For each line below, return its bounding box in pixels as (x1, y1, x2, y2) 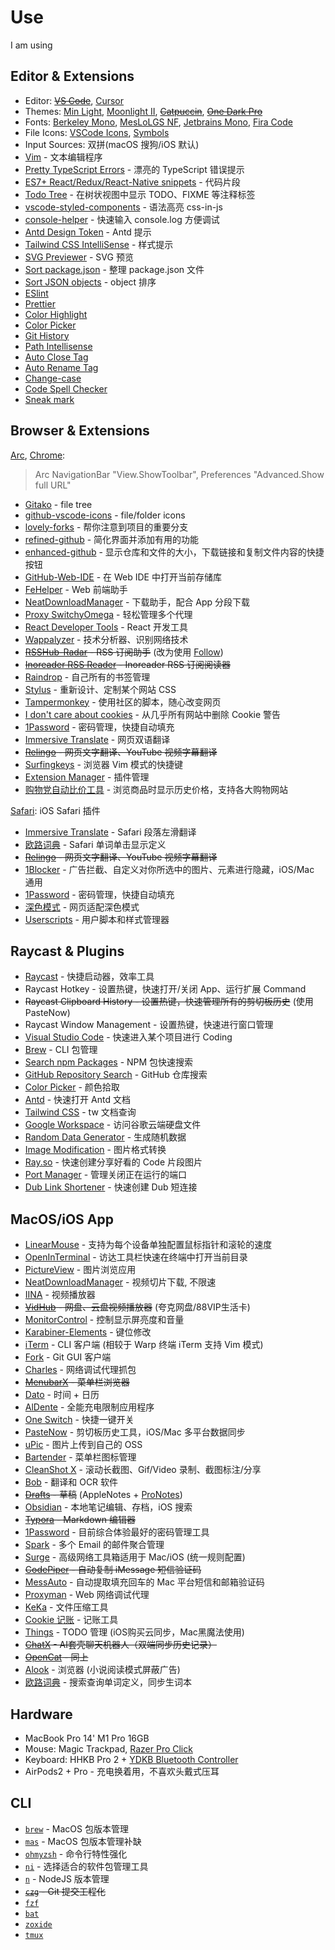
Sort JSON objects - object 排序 (24, 276, 157, 288)
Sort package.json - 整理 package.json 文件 (24, 263, 205, 275)
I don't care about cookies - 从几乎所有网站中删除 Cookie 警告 (24, 708, 282, 720)
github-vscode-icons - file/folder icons (24, 509, 186, 521)
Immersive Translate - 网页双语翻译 (24, 733, 171, 745)
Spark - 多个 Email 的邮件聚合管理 (24, 1539, 165, 1551)
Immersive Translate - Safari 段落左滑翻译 (24, 826, 197, 838)
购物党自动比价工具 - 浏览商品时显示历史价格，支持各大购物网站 (24, 783, 289, 795)
